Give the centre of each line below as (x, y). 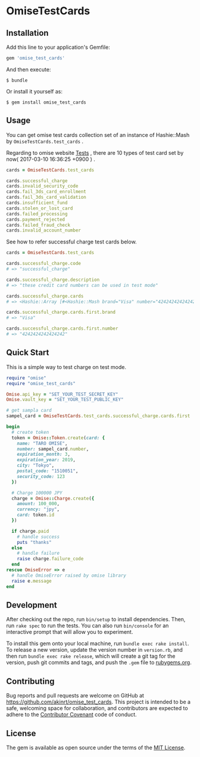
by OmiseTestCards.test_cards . (45, 141)
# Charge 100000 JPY (37, 493)
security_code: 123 (41, 476)
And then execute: (29, 69)
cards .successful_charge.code (44, 264)
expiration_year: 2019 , (46, 460)
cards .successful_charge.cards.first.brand (61, 312)
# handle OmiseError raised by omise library (69, 575)
